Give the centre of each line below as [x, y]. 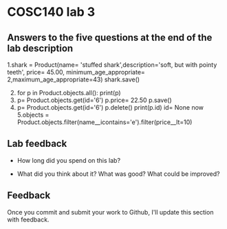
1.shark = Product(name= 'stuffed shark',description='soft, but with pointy [112, 65]
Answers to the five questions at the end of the [110, 38]
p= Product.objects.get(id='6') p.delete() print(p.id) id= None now [110, 107]
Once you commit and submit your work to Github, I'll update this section [110, 212]
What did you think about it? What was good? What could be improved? [118, 174]
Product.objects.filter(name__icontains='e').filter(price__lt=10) [105, 122]
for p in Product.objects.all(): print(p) [69, 93]
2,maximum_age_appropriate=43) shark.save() [73, 79]
